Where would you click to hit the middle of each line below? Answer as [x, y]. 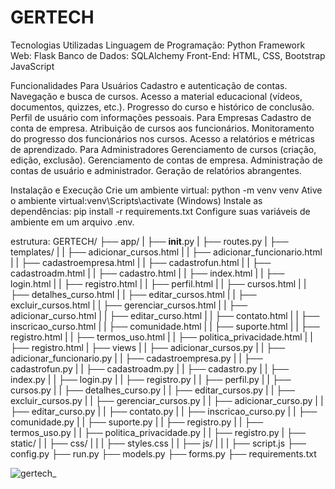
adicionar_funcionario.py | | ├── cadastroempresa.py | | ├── [136, 358]
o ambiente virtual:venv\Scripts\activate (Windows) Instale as [136, 200]
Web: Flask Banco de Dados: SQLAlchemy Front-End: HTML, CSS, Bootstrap [168, 55]
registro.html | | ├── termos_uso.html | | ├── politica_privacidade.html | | [161, 337]
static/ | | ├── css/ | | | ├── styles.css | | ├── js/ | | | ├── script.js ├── [158, 443]
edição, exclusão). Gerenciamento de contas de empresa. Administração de [166, 160]
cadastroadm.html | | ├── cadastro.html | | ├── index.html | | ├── [147, 273]
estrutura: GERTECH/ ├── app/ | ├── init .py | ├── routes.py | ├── [149, 241]
